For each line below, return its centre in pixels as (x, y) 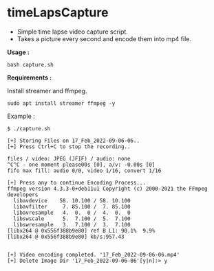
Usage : (18, 52)
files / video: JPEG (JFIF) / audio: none (69, 158)
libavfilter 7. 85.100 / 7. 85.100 (72, 207)
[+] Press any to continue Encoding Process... (77, 182)
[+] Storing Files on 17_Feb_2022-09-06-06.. (73, 141)
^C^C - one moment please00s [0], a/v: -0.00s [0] (81, 165)
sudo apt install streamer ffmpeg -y (61, 103)
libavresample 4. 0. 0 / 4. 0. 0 (72, 213)
